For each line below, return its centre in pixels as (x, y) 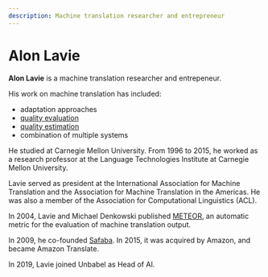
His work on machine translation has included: (85, 93)
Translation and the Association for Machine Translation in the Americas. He (134, 192)
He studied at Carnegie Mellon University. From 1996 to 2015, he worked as (133, 151)
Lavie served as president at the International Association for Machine (124, 183)
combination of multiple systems (74, 134)
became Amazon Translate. (54, 248)
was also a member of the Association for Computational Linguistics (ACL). (133, 200)
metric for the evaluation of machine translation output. (100, 224)
